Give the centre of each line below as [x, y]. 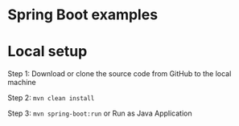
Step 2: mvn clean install [51, 98]
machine [22, 83]
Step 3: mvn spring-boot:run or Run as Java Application [100, 113]
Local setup [47, 52]
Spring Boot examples [83, 15]
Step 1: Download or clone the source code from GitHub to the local [119, 74]
